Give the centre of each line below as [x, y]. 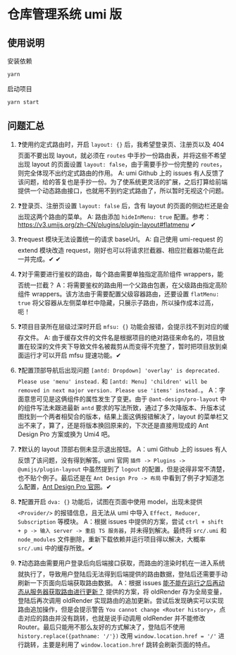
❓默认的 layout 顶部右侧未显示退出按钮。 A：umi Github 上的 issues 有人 [122, 449]
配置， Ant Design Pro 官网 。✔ [68, 486]
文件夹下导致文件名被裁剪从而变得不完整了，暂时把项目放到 [135, 346]
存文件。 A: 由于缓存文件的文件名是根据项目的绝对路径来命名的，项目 [118, 337]
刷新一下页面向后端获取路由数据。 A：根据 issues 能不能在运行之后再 [118, 582]
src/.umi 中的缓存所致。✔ [55, 548]
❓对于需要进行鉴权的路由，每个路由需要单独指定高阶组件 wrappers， [117, 274]
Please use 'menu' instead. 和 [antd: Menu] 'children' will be [112, 381]
